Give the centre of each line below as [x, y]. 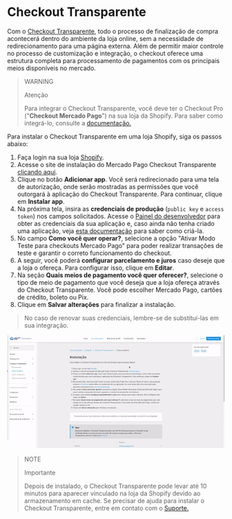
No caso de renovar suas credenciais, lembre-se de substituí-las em [122, 318]
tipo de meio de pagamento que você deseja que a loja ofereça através [118, 282]
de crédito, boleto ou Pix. [53, 297]
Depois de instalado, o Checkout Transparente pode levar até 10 [115, 486]
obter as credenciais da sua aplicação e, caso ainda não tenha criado [116, 223]
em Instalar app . [41, 201]
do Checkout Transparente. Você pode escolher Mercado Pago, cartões [120, 290]
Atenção [36, 95]
